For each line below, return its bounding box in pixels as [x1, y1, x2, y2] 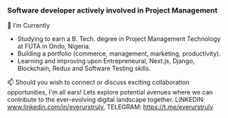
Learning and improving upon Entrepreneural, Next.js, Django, [17, 57, 195, 65]
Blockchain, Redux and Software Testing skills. [17, 65, 152, 73]
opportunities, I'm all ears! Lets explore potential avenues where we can [7, 88, 213, 96]
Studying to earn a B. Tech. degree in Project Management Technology [17, 35, 221, 43]
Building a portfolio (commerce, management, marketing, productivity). [17, 49, 221, 58]
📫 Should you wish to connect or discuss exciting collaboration [7, 78, 190, 87]
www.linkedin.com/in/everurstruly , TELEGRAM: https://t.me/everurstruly [7, 103, 213, 111]
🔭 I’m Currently [7, 22, 50, 30]
